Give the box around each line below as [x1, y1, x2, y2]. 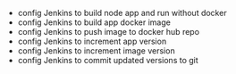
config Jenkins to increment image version [17, 45, 176, 56]
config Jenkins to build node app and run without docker [17, 8, 227, 18]
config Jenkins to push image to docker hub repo [17, 27, 199, 37]
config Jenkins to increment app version [17, 36, 167, 46]
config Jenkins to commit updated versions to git [17, 55, 198, 65]
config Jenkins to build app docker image [17, 17, 172, 28]
